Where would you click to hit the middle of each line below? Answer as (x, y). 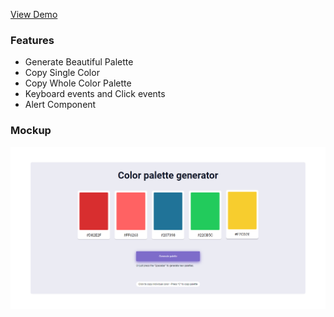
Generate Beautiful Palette (79, 62)
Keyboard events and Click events (95, 94)
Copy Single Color (62, 73)
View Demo (34, 14)
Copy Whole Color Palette (78, 83)
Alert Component (60, 105)
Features (32, 40)
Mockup (31, 131)
